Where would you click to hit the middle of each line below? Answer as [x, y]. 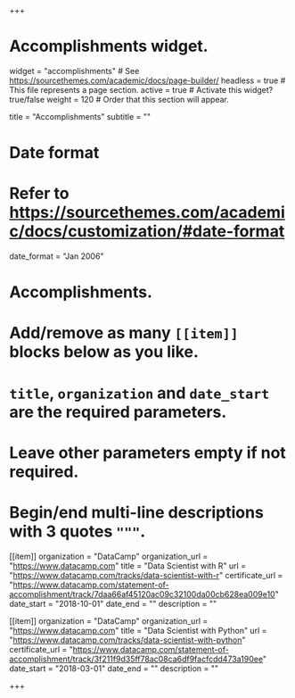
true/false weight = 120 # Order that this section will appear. [119, 99]
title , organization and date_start [139, 393]
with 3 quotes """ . [78, 531]
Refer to [39, 194]
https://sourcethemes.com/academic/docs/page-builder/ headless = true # [147, 80]
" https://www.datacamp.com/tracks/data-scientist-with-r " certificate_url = [146, 575]
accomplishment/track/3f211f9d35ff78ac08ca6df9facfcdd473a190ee [136, 659]
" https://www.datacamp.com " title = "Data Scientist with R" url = [128, 565]
